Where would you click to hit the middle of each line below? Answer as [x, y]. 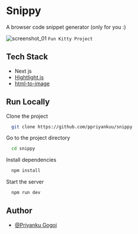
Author [19, 211]
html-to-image [32, 83]
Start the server [25, 182]
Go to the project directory [38, 138]
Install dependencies [31, 160]
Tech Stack [27, 57]
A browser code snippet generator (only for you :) [66, 27]
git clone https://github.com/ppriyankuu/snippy [72, 127]
